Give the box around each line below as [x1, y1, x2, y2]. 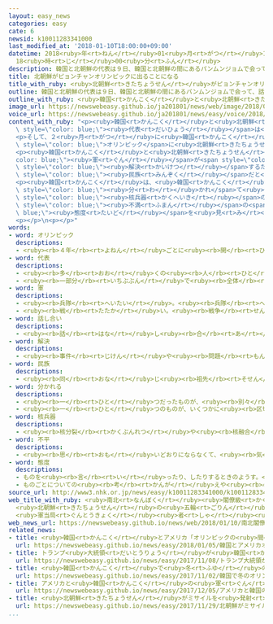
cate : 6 [8, 27, 35, 35]
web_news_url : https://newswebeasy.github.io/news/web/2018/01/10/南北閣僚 [8, 518, 266, 527]
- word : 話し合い [8, 314, 63, 322]
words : [8, 224, 31, 232]
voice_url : [8, 111, 45, 119]
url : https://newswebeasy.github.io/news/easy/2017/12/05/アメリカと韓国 [15, 587, 262, 595]
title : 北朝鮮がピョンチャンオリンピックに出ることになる [8, 72, 180, 81]
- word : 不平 [8, 435, 50, 443]
